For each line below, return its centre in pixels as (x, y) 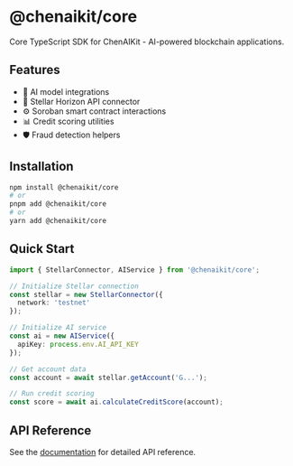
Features (35, 70)
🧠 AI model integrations (66, 91)
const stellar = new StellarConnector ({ (87, 294)
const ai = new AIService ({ (62, 336)
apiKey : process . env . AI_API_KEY (78, 344)
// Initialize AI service (58, 328)
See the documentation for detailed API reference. (103, 452)
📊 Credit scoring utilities (68, 121)
